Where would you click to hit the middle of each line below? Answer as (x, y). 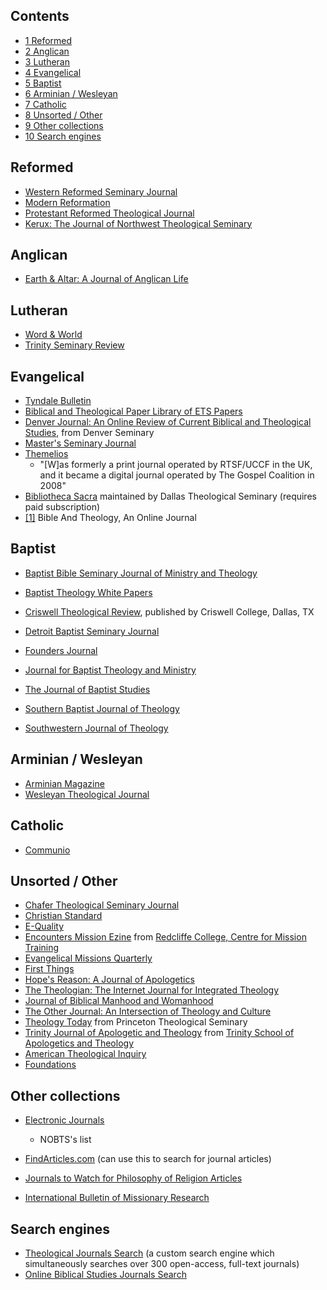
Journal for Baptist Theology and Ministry (110, 670)
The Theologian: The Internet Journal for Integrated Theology (152, 990)
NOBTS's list (65, 1140)
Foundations (50, 1065)
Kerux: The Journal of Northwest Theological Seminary (138, 223)
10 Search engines (63, 136)
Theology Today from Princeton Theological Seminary (136, 1022)
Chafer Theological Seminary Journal (102, 905)
